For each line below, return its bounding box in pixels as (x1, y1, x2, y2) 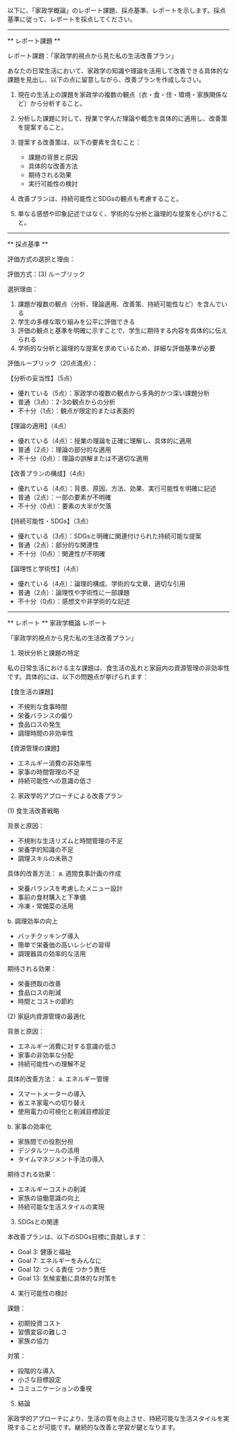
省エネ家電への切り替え (17, 1099, 86, 1106)
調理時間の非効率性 (17, 729, 74, 737)
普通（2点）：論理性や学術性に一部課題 (17, 588, 130, 596)
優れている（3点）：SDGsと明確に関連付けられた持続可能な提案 (17, 532, 202, 540)
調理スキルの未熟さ (17, 854, 74, 862)
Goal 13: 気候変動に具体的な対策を (17, 1274, 118, 1282)
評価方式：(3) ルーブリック (7, 270, 85, 278)
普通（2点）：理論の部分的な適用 (17, 445, 111, 454)
